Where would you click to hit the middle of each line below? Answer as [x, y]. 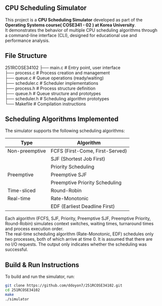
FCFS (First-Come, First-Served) [89, 151]
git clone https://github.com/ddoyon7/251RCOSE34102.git [64, 286]
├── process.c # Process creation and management [57, 73]
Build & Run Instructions [42, 265]
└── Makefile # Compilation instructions [46, 104]
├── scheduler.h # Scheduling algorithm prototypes [57, 98]
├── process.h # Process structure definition [50, 88]
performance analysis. [27, 40]
